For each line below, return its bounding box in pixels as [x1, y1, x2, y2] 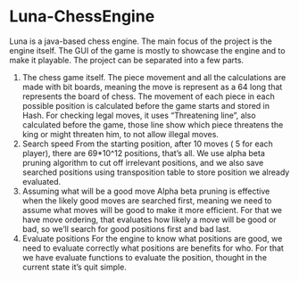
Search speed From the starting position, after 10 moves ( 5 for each [21, 138, 274, 149]
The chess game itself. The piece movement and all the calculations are [21, 71, 287, 82]
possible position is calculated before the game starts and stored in [21, 100, 270, 111]
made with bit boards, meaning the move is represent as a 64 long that [21, 81, 283, 92]
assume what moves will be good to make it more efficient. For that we [21, 204, 283, 215]
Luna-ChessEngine [9, 6, 155, 27]
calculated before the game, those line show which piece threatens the [21, 119, 284, 130]
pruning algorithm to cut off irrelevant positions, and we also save [21, 157, 264, 168]
